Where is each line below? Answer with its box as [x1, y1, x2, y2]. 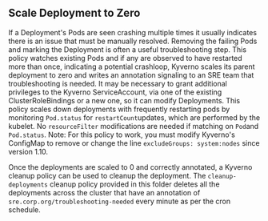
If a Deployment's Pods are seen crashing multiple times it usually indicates [8, 27, 258, 37]
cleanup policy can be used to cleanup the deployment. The [8, 171, 206, 180]
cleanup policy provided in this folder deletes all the [49, 179, 220, 189]
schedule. [8, 204, 42, 215]
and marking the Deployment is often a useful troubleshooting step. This [8, 44, 246, 54]
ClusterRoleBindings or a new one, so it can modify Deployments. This [8, 95, 241, 105]
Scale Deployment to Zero [8, 6, 141, 20]
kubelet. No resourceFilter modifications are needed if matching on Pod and [8, 121, 259, 131]
